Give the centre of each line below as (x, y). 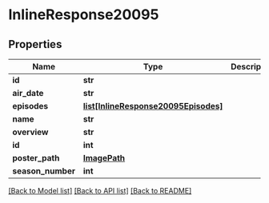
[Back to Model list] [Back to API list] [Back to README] (100, 191)
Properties (35, 44)
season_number (44, 171)
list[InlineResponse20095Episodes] (153, 106)
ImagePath (104, 158)
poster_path (36, 158)
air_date (28, 93)
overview (30, 132)
